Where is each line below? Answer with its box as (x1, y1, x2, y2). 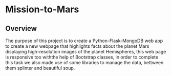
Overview (5, 24, 37, 33)
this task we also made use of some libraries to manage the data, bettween (5, 60, 164, 65)
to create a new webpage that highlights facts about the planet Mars (5, 43, 149, 49)
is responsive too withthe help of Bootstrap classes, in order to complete (5, 54, 159, 60)
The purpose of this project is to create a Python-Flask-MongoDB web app (5, 37, 163, 44)
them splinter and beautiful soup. (5, 65, 75, 71)
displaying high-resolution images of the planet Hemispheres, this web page (5, 49, 166, 54)
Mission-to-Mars (5, 4, 79, 15)
